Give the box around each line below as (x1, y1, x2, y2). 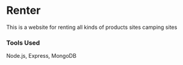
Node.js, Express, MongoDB (6, 52, 77, 60)
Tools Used (6, 39, 41, 47)
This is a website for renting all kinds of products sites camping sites (6, 23, 178, 31)
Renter (6, 4, 41, 17)
